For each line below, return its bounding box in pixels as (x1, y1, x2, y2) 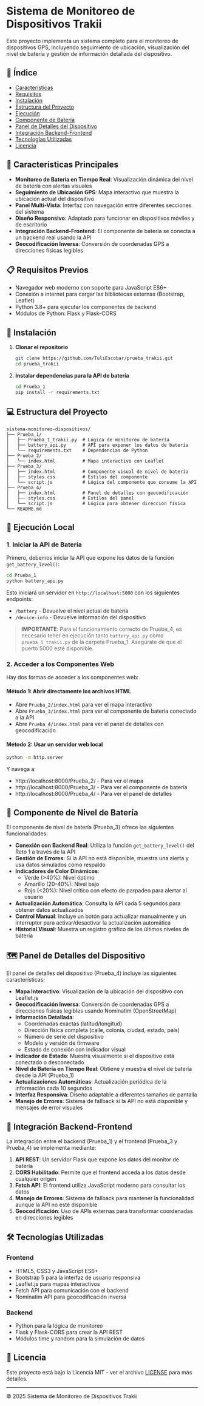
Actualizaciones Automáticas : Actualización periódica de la (15, 1078, 167, 1085)
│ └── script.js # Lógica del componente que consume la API (6, 479, 197, 485)
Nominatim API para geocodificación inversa (15, 1293, 127, 1300)
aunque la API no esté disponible (15, 1201, 98, 1208)
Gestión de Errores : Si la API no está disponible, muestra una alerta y (15, 855, 189, 862)
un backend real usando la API (15, 234, 92, 241)
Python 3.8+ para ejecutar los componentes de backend (15, 304, 157, 311)
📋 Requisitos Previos (6, 265, 89, 275)
